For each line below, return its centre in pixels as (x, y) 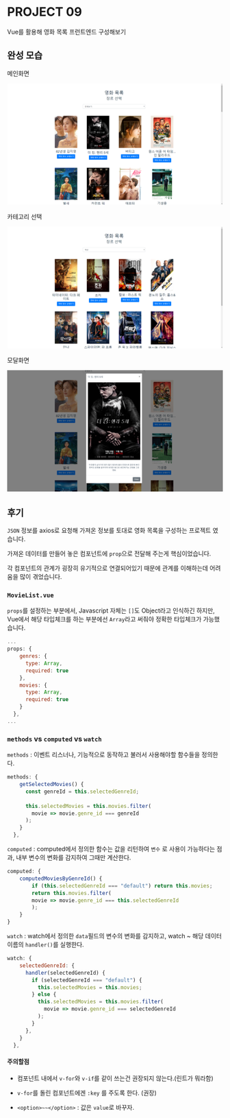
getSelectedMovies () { (52, 785)
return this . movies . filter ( (72, 893)
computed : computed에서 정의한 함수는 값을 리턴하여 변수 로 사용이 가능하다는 (111, 849)
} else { (44, 995)
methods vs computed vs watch (54, 739)
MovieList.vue (30, 595)
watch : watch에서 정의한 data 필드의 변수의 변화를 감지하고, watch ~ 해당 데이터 (115, 936)
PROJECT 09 (44, 12)
